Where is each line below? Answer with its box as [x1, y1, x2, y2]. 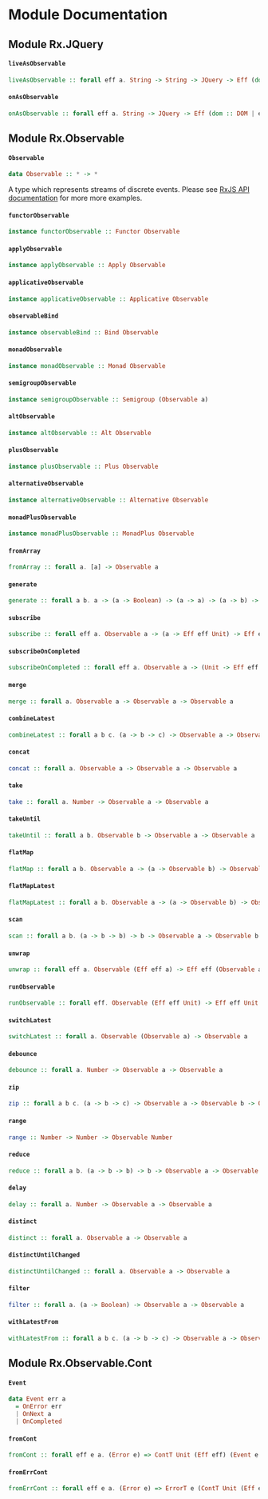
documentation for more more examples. [8, 194, 143, 203]
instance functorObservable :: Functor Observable [8, 228, 180, 236]
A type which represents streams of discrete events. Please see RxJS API [8, 185, 250, 194]
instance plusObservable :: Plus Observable [8, 462, 159, 470]
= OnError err [15, 1402, 62, 1411]
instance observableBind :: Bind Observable [8, 328, 159, 337]
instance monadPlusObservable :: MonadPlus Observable [8, 530, 195, 538]
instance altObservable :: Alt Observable [8, 429, 152, 437]
